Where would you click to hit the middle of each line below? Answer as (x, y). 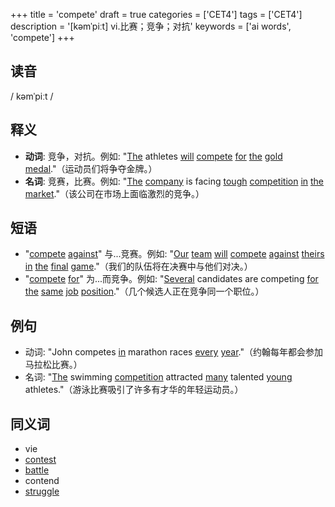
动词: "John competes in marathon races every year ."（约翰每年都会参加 (173, 352)
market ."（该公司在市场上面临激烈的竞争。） (114, 193)
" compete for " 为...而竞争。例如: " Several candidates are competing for (171, 279)
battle (37, 470)
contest (40, 460)
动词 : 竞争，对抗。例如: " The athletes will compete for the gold (153, 156)
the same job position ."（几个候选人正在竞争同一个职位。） (144, 291)
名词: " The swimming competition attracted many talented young (158, 377)
